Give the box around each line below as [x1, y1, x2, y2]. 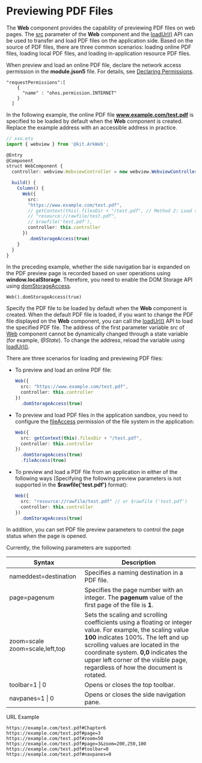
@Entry [6, 152, 23, 158]
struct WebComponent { [6, 163, 63, 169]
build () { [11, 179, 36, 186]
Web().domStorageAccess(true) [6, 294, 82, 301]
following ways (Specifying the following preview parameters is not [14, 475, 182, 482]
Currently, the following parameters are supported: [6, 544, 132, 552]
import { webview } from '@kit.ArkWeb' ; [6, 141, 109, 147]
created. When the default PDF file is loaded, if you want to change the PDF [6, 311, 194, 319]
